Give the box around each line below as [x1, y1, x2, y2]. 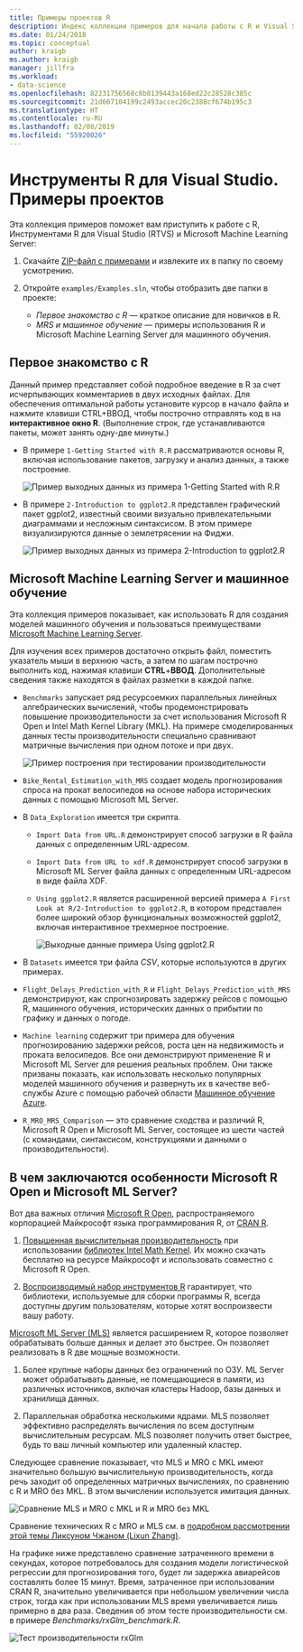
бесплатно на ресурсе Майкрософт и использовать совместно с [22, 1255, 273, 1265]
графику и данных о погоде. [22, 1013, 131, 1023]
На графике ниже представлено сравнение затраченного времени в [9, 1548, 275, 1559]
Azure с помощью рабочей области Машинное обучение [55, 1087, 276, 1098]
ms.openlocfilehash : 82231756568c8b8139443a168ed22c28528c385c [9, 89, 252, 98]
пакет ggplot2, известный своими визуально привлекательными [22, 508, 272, 519]
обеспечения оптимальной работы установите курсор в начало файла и [9, 398, 289, 409]
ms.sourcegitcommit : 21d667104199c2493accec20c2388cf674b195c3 [9, 97, 252, 107]
